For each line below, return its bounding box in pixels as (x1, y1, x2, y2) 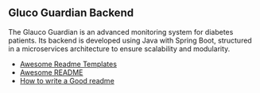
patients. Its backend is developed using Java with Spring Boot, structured (8, 35, 252, 45)
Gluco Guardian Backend (8, 6, 134, 20)
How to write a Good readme (19, 76, 115, 85)
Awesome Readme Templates (19, 59, 118, 69)
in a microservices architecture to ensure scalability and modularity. (8, 43, 231, 54)
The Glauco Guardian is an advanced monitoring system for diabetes (8, 27, 234, 36)
